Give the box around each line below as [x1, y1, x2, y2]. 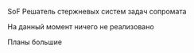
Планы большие [7, 37, 63, 47]
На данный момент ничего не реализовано [7, 22, 154, 31]
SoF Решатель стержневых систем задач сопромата [7, 7, 187, 16]
